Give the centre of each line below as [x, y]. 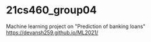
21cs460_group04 [52, 10]
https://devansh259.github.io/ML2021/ [52, 32]
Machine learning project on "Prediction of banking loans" [76, 26]
